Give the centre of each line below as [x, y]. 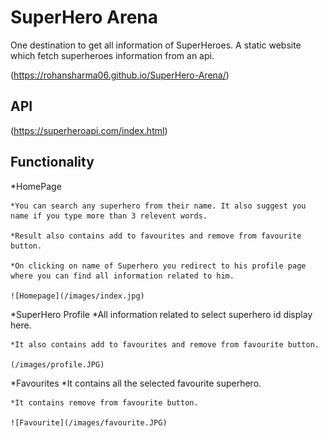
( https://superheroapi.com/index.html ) [89, 130]
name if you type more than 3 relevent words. [109, 216]
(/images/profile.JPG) [57, 364]
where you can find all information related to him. [122, 276]
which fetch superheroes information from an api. [112, 55]
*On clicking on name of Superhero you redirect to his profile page [158, 266]
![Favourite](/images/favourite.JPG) [89, 422]
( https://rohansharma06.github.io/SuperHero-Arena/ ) [120, 75]
